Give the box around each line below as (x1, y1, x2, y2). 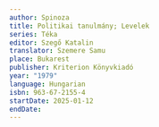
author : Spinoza (9, 13, 70, 22)
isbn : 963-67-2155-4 (9, 88, 87, 97)
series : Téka (9, 30, 58, 38)
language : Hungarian (9, 80, 87, 89)
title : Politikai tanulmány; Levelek (9, 21, 150, 30)
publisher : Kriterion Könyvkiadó (9, 63, 134, 72)
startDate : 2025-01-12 (9, 96, 94, 106)
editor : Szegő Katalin (9, 38, 94, 47)
